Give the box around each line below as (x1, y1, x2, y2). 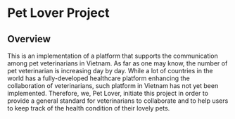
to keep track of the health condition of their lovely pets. (7, 104, 170, 112)
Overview (7, 33, 51, 45)
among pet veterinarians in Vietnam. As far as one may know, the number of (7, 59, 228, 68)
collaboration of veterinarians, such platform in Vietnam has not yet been (7, 82, 219, 89)
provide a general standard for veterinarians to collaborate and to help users (7, 96, 229, 105)
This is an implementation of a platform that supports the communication (7, 51, 218, 60)
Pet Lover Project (7, 5, 110, 21)
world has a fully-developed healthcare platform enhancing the (7, 74, 190, 82)
